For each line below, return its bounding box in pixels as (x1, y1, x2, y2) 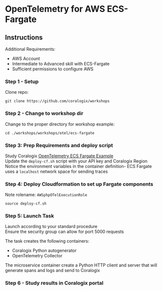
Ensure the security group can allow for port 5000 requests (5, 229, 124, 235)
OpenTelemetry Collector (12, 253, 63, 259)
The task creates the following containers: (5, 238, 90, 244)
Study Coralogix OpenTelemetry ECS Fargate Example (5, 153, 113, 159)
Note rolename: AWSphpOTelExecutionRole (5, 192, 88, 198)
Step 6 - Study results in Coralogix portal (5, 280, 104, 287)
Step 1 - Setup (5, 78, 39, 85)
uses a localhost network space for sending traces (5, 168, 108, 174)
